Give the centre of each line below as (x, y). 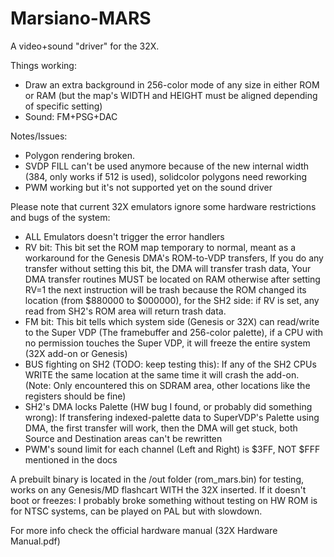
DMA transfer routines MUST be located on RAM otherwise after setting (172, 279)
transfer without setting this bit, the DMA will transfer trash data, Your (168, 268)
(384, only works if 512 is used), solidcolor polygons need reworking (166, 176)
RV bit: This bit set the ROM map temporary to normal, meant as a (160, 247)
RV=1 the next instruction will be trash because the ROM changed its (165, 289)
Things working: (43, 65)
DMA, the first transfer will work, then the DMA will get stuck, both (161, 428)
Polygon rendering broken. (79, 155)
